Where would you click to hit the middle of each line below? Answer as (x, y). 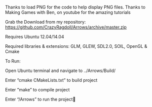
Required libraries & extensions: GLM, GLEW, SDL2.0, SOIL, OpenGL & (76, 46)
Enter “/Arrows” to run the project (39, 99)
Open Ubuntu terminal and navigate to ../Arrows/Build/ (60, 71)
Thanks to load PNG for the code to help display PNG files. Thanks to (75, 7)
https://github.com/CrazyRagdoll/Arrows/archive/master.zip (66, 27)
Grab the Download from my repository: (46, 22)
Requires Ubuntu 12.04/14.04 (35, 37)
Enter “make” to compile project (38, 90)
